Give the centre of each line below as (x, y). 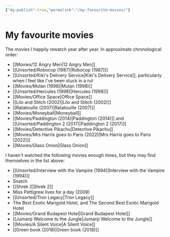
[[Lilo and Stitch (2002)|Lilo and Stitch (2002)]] (62, 102)
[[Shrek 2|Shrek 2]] (33, 186)
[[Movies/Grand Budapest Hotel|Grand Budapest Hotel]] (71, 213)
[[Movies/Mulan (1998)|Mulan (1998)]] (53, 86)
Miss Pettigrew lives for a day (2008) (51, 192)
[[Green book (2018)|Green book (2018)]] (56, 229)
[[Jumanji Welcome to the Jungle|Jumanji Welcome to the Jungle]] (82, 219)
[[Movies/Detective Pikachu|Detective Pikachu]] (63, 129)
